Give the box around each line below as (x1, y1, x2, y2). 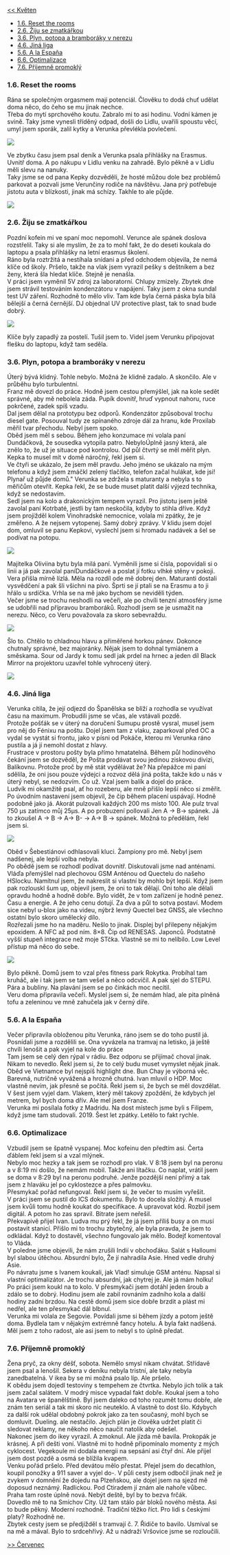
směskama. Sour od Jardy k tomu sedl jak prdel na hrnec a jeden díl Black (7, 651, 216, 659)
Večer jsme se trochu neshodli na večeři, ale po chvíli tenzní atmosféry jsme (7, 596, 222, 604)
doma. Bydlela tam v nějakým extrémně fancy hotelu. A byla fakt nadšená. (7, 1319, 217, 1327)
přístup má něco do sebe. (7, 942, 80, 951)
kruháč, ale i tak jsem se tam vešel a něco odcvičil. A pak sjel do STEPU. (7, 976, 211, 984)
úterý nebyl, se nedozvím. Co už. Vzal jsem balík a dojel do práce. (7, 777, 194, 786)
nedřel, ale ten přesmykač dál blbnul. (7, 1304, 112, 1312)
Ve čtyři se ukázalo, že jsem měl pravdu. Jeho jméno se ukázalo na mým (7, 460, 213, 468)
